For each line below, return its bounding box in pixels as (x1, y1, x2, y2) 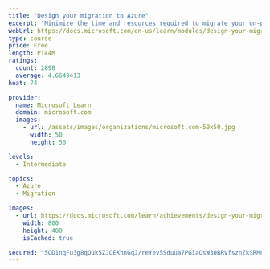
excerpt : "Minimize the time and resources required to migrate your (8, 19, 247, 27)
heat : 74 (8, 79, 38, 87)
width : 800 (22, 218, 59, 227)
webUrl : (8, 26, 35, 35)
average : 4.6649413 (15, 71, 81, 79)
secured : (8, 248, 38, 257)
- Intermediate (15, 160, 67, 169)
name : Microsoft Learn (15, 101, 92, 109)
